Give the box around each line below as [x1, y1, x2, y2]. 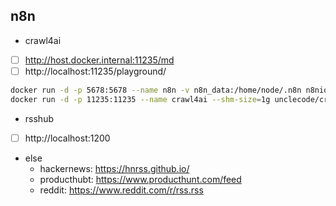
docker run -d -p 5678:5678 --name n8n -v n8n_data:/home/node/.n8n [10, 85, 302, 95]
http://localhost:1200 [24, 132, 111, 144]
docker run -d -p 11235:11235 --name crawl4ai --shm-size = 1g [10, 94, 271, 104]
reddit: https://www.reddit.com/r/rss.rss [39, 184, 204, 196]
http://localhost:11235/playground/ [24, 65, 167, 77]
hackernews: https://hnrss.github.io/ [39, 162, 190, 174]
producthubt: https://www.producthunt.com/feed [39, 173, 242, 185]
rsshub [24, 112, 54, 124]
